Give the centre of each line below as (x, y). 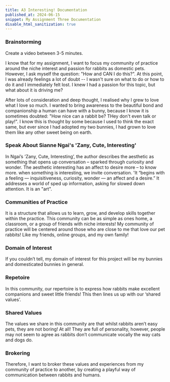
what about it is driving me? (34, 90)
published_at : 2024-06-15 (32, 15)
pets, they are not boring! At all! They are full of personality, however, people (85, 329)
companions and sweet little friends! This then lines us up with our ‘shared (83, 294)
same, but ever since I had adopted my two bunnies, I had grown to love (81, 127)
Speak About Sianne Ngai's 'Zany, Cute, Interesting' (71, 145)
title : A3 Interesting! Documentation (46, 10)
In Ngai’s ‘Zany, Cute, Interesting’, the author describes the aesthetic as (80, 156)
